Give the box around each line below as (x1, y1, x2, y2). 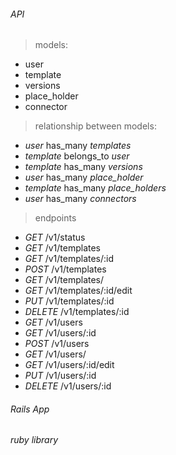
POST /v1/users (24, 338, 90, 350)
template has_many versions (24, 161, 143, 173)
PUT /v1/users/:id (24, 370, 97, 382)
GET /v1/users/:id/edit (24, 359, 115, 371)
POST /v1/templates (24, 263, 107, 275)
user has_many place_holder (24, 171, 144, 184)
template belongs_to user (24, 150, 130, 162)
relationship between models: (34, 120, 157, 132)
